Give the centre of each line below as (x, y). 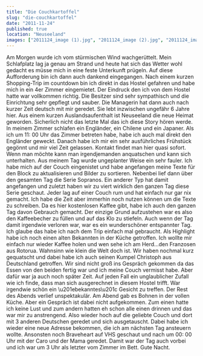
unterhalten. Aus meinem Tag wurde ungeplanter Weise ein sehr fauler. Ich (99, 160)
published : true (27, 29)
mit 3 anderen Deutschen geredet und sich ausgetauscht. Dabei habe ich (97, 321)
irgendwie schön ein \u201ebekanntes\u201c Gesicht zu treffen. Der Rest (97, 289)
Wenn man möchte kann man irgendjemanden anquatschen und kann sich (99, 154)
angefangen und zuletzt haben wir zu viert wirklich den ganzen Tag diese (98, 186)
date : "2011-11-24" (31, 23)
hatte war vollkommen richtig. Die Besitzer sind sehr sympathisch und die (98, 96)
